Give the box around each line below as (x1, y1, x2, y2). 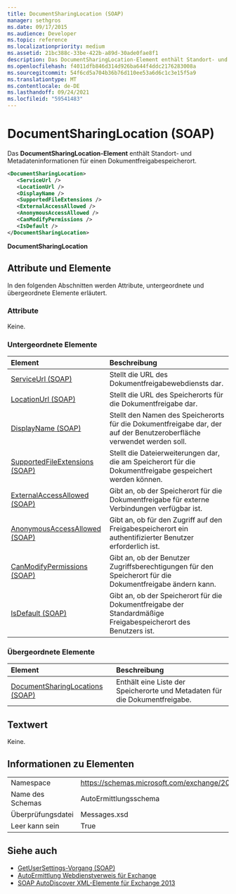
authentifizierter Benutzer (109, 533, 195, 542)
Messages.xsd (80, 809, 129, 819)
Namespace (11, 778, 51, 788)
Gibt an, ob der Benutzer (109, 553, 190, 563)
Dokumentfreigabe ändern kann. (109, 579, 216, 589)
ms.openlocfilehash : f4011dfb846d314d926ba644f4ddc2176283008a (7, 63, 197, 70)
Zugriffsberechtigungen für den (109, 561, 214, 571)
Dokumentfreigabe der (109, 600, 184, 609)
